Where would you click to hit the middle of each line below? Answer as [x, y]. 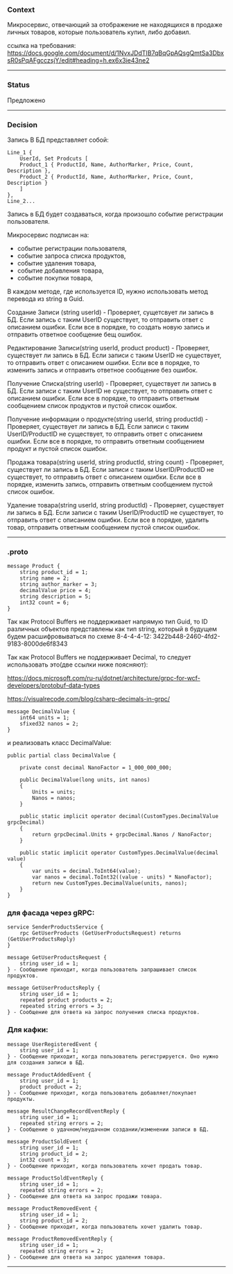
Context [21, 10]
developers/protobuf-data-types [54, 685]
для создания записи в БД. [46, 1062]
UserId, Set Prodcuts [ [54, 158]
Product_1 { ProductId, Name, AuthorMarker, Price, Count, [107, 165]
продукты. [21, 1099]
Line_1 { [20, 152]
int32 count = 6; [45, 603]
